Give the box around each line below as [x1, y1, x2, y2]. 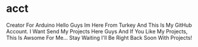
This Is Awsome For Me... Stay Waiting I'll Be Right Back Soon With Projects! [6, 34, 192, 41]
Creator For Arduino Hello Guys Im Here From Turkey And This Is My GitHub [6, 21, 192, 29]
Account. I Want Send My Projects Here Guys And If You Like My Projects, [6, 27, 188, 35]
